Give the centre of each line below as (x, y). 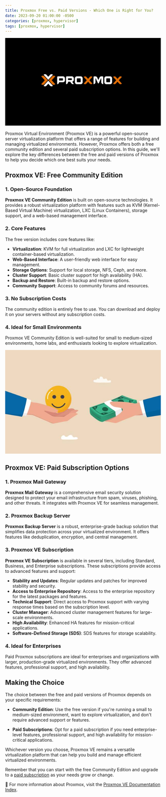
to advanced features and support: (41, 571)
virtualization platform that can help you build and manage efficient (73, 755)
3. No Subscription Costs (36, 298)
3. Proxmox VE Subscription (40, 550)
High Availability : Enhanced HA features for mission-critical (73, 623)
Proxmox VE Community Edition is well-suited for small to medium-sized (79, 338)
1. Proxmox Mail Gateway (36, 481)
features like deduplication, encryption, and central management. (72, 537)
